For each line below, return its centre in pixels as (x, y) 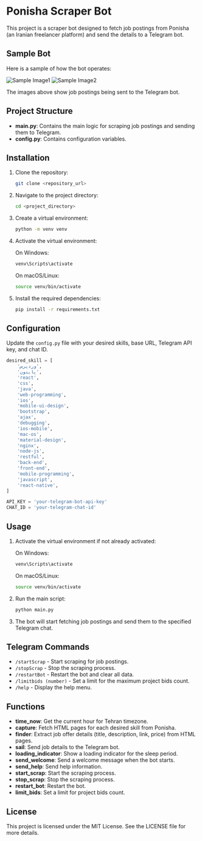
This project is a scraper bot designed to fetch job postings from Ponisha (98, 28)
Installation (28, 157)
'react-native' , (38, 485)
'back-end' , (32, 463)
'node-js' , (31, 451)
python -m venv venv (41, 230)
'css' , (26, 383)
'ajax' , (27, 417)
